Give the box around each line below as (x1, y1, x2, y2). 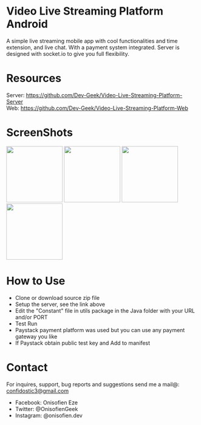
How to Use (6, 274, 66, 288)
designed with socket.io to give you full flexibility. (6, 50, 129, 57)
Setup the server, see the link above (15, 301, 106, 308)
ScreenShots (6, 126, 73, 140)
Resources (6, 72, 62, 86)
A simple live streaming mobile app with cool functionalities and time (6, 37, 178, 44)
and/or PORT (15, 313, 48, 321)
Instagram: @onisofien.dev (15, 412, 83, 419)
